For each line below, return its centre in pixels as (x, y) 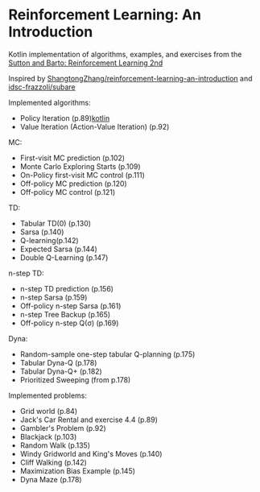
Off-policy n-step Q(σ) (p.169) (69, 323)
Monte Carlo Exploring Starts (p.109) (80, 166)
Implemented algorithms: (50, 102)
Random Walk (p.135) (55, 445)
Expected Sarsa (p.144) (59, 249)
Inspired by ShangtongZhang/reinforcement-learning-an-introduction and (130, 78)
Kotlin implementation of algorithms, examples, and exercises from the (125, 54)
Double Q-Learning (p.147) (64, 257)
